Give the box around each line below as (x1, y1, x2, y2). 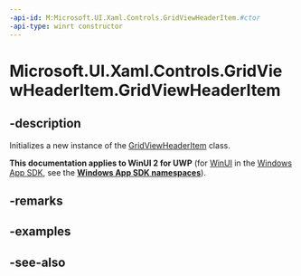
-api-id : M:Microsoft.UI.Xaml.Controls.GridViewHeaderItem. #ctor (9, 13, 260, 23)
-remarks (9, 193, 63, 208)
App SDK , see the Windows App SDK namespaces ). (9, 167, 206, 177)
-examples (9, 224, 71, 240)
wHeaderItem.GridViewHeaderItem (9, 80, 281, 100)
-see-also (9, 254, 66, 270)
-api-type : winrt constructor (9, 22, 124, 31)
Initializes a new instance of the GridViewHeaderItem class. (9, 139, 230, 150)
